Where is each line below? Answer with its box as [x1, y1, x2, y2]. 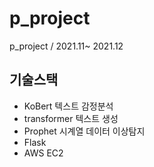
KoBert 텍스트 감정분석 [23, 100, 114, 112]
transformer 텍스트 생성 [23, 112, 119, 124]
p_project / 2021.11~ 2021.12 [9, 40, 124, 52]
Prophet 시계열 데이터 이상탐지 [23, 125, 146, 137]
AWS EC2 [23, 147, 64, 159]
